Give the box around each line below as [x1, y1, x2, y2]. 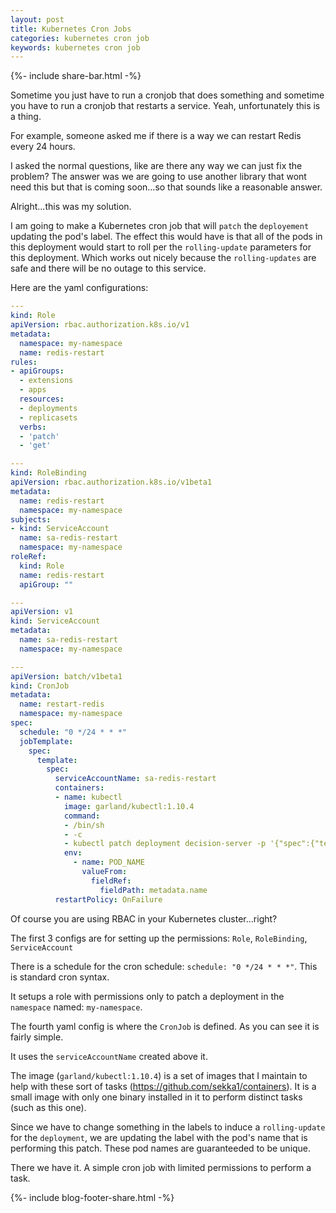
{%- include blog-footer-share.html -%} [10, 1191, 175, 1203]
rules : [10, 357, 38, 367]
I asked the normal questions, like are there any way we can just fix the [10, 160, 303, 172]
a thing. [10, 111, 42, 123]
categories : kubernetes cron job [10, 33, 150, 43]
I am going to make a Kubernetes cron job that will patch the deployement [10, 220, 310, 232]
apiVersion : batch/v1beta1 [10, 671, 123, 681]
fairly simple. [10, 1031, 64, 1043]
